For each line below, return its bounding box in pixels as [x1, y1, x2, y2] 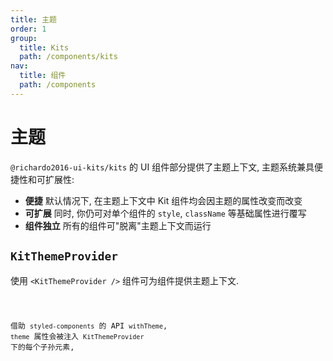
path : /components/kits [19, 52, 118, 62]
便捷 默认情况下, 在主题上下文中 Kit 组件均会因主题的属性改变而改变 [24, 194, 303, 206]
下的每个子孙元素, [10, 342, 75, 353]
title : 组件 [19, 71, 67, 81]
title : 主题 [10, 14, 57, 25]
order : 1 [10, 24, 47, 34]
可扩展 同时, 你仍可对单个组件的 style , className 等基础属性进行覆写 [24, 207, 307, 219]
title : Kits [19, 42, 70, 53]
